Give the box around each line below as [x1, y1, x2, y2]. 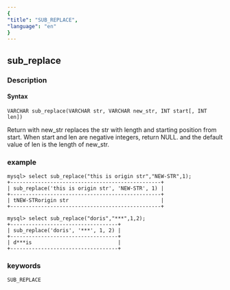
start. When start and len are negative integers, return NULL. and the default [7, 133, 223, 141]
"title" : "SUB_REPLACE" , [7, 16, 78, 23]
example [7, 157, 36, 167]
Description [7, 75, 47, 85]
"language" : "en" [7, 23, 57, 30]
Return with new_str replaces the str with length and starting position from [7, 125, 217, 134]
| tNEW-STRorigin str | [7, 197, 165, 204]
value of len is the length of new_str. [7, 140, 110, 148]
